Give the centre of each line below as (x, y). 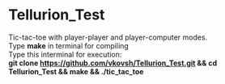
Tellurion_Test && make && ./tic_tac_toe (76, 71)
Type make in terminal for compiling (69, 45)
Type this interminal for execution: (65, 54)
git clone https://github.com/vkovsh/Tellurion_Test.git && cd (112, 63)
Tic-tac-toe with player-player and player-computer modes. (108, 37)
